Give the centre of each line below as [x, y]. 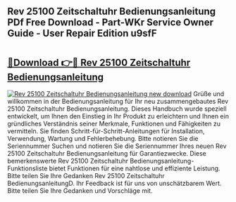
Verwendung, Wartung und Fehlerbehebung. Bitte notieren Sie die [103, 139]
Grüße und [209, 94]
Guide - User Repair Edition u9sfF [82, 33]
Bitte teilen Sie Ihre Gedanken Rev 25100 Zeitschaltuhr [86, 176]
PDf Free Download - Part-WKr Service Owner [110, 23]
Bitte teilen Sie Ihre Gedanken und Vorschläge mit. [80, 191]
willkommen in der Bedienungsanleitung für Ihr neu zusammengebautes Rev [118, 101]
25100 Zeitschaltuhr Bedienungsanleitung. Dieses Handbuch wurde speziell [117, 109]
